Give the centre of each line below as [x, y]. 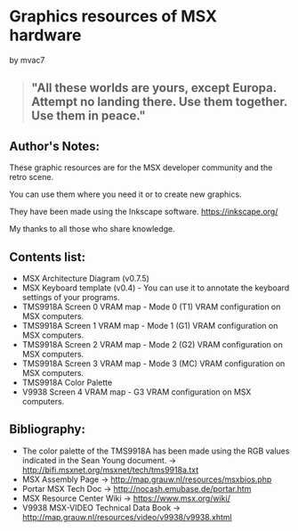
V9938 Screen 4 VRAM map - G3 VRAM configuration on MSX [137, 392]
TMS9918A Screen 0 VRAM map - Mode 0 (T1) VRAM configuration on [151, 306]
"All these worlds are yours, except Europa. [154, 88]
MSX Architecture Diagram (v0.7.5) [85, 278]
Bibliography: [48, 429]
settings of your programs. [71, 297]
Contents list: [48, 257]
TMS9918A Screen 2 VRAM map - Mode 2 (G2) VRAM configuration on [152, 344]
